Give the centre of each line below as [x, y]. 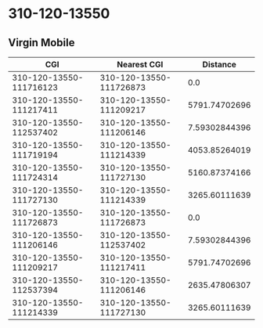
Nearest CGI [140, 65]
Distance [220, 65]
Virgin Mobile [41, 43]
